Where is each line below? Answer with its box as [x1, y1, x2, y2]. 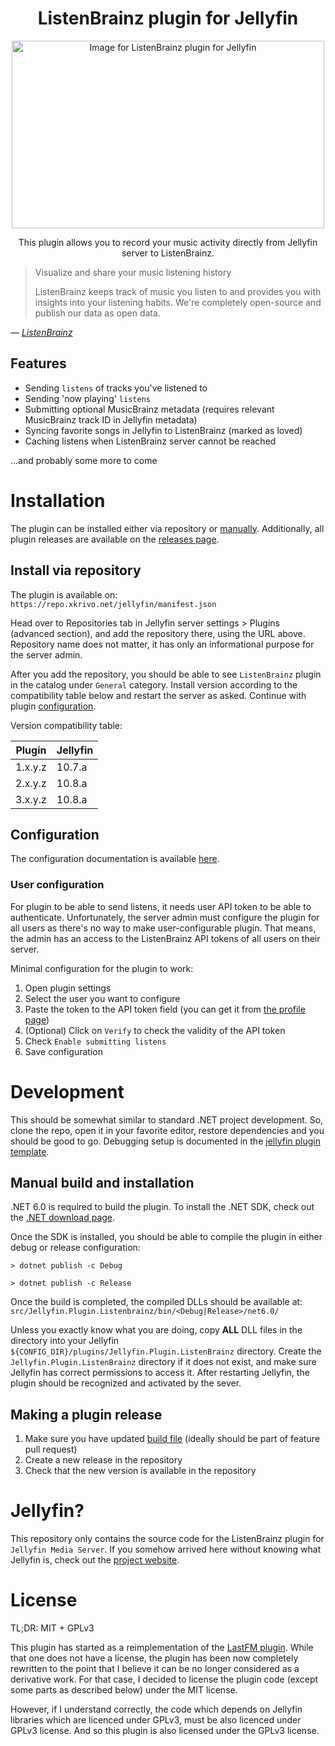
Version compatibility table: [10, 719, 123, 731]
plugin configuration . [10, 700, 97, 712]
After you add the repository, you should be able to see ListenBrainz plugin [10, 668, 322, 680]
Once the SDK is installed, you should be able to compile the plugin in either [10, 1231, 323, 1243]
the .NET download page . [10, 1212, 116, 1224]
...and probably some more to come [10, 454, 158, 466]
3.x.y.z [15, 792, 47, 806]
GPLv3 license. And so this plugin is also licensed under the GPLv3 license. [10, 1725, 320, 1737]
